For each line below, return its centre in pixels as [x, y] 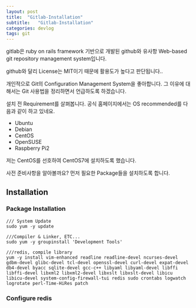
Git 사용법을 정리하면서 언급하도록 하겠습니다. [74, 91]
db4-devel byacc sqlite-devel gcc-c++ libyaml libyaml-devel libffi [92, 268]
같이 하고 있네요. [36, 111]
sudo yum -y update [30, 226]
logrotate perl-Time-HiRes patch [47, 283]
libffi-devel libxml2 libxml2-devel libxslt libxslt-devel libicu [89, 273]
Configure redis [29, 298]
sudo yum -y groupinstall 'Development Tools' [64, 242]
